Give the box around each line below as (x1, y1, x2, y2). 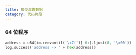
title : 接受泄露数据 (5, 7, 43, 12)
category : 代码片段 (5, 12, 43, 17)
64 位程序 (5, 29, 29, 36)
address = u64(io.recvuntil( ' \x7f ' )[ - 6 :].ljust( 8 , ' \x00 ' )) (5, 40, 132, 45)
